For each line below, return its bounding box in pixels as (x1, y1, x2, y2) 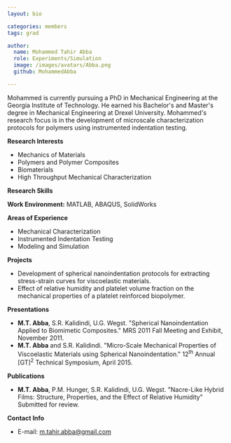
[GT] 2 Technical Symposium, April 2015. (17, 357, 133, 367)
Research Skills (7, 186, 53, 195)
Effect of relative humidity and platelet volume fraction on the (17, 284, 195, 292)
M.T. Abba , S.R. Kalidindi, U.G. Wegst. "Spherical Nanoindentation (17, 318, 209, 327)
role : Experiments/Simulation (13, 55, 101, 62)
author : (7, 42, 30, 49)
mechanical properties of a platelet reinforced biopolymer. (17, 292, 185, 300)
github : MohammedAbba (13, 68, 77, 75)
